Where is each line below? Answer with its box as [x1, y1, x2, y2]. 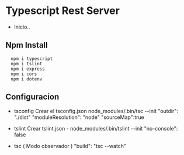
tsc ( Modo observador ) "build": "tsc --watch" [13, 142, 127, 149]
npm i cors [11, 71, 37, 77]
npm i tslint [11, 61, 43, 66]
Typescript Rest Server [5, 4, 120, 17]
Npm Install [5, 40, 48, 50]
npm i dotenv [11, 76, 43, 82]
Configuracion [5, 92, 60, 102]
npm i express [11, 66, 45, 72]
